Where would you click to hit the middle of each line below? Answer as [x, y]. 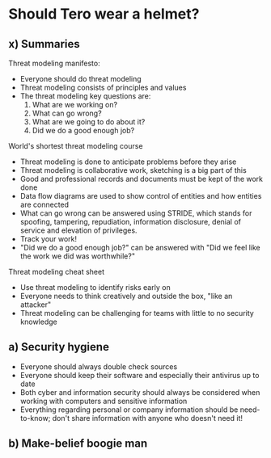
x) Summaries [44, 44]
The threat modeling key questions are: [85, 96]
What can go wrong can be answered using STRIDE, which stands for [136, 213]
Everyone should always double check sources [99, 366]
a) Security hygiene [59, 347]
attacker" [36, 305]
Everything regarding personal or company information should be [129, 410]
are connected [44, 204]
